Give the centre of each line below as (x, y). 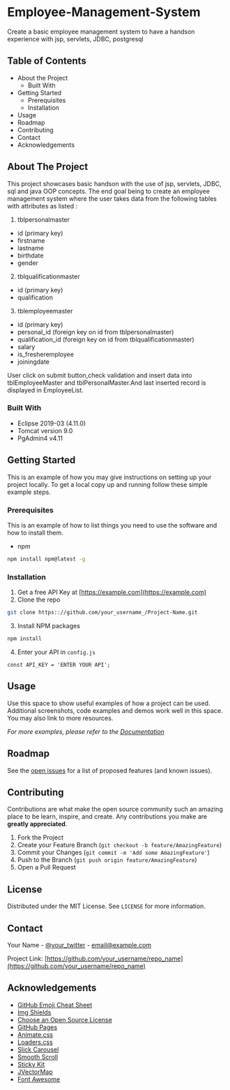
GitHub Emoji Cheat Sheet (55, 1005)
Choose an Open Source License (65, 1019)
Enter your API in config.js (56, 652)
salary (26, 346)
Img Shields (34, 1012)
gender (28, 262)
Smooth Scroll (37, 1056)
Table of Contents (47, 61)
